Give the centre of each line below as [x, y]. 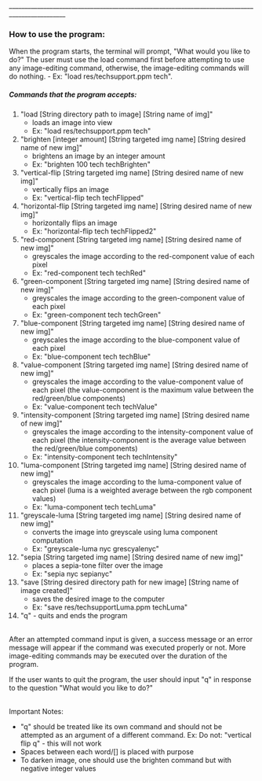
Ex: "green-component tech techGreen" [96, 315]
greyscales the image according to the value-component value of [138, 381]
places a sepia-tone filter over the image [98, 565]
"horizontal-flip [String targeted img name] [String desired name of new [136, 206]
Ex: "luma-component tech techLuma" [94, 507]
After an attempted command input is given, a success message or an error [131, 639]
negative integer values [58, 768]
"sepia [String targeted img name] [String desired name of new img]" [132, 557]
